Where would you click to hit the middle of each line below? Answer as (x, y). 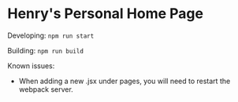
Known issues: (31, 66)
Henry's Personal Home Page (106, 14)
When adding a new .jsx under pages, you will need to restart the (125, 81)
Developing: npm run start (51, 35)
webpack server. (46, 89)
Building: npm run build (46, 50)
